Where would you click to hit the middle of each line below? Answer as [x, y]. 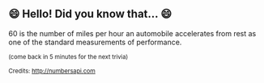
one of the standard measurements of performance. [95, 42]
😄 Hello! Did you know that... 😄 [90, 14]
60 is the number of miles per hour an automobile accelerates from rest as [132, 33]
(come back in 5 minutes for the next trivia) [68, 56]
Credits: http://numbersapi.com [52, 71]
